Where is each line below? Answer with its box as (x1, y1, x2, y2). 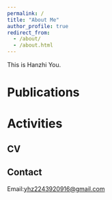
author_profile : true (7, 23, 69, 29)
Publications (7, 85, 80, 100)
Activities (7, 116, 63, 132)
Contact (7, 166, 42, 178)
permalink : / (7, 10, 44, 17)
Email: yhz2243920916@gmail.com (7, 184, 105, 192)
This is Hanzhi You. (7, 61, 61, 68)
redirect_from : (7, 29, 51, 36)
